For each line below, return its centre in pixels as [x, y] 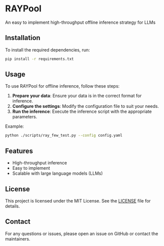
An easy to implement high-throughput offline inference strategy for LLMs [80, 22]
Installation [23, 38]
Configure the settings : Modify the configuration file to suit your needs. [85, 106]
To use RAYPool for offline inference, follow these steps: [62, 86]
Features [19, 151]
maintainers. [18, 239]
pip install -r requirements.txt [40, 59]
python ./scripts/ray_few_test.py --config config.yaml [64, 136]
